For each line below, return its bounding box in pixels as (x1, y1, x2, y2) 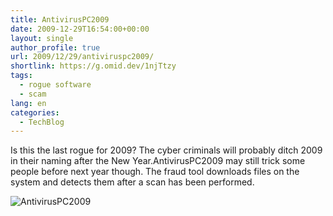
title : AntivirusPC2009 (10, 14, 110, 25)
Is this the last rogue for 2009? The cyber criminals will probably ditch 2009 (10, 144, 323, 156)
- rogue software (19, 80, 92, 90)
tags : (10, 71, 33, 81)
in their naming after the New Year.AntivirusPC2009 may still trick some (10, 155, 306, 167)
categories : (10, 107, 60, 118)
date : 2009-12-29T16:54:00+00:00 (10, 24, 150, 34)
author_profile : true (10, 42, 101, 53)
